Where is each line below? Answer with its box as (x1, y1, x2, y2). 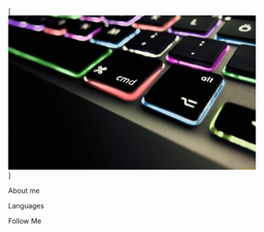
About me (8, 186, 40, 195)
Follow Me (8, 216, 42, 226)
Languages (8, 201, 45, 210)
